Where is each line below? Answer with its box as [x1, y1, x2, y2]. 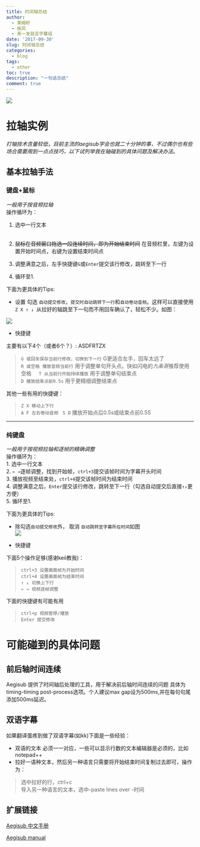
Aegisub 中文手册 [6, 822, 49, 829]
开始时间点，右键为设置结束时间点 [20, 247, 104, 255]
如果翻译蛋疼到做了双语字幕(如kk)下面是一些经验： [6, 731, 131, 739]
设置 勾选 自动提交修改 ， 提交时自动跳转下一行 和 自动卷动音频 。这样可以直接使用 [14, 298, 194, 305]
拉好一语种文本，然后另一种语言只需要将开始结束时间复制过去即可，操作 [14, 758, 192, 765]
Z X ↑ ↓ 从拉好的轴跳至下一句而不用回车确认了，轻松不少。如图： [14, 305, 177, 313]
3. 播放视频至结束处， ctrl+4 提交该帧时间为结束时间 [6, 475, 133, 482]
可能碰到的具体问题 [6, 638, 101, 652]
